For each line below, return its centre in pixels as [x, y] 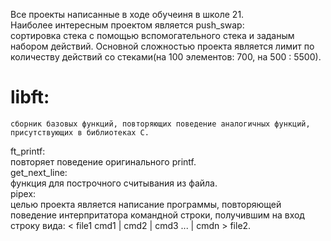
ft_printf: [28, 151]
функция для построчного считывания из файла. [114, 183]
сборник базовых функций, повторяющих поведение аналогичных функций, [160, 124]
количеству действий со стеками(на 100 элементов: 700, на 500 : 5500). [166, 57]
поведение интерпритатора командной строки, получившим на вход [157, 215]
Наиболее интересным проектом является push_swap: [127, 25]
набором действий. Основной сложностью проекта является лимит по [162, 46]
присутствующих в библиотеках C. [80, 132]
